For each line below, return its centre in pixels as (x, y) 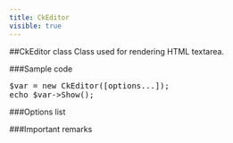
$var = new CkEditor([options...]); (89, 85)
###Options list (37, 112)
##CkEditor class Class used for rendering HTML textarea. (117, 51)
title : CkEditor (39, 17)
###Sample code (41, 69)
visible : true (36, 26)
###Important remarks (51, 129)
